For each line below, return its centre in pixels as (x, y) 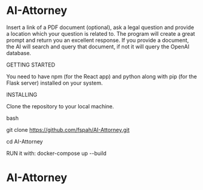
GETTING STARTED (31, 65)
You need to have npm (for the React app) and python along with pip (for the (101, 76)
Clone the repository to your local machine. (60, 106)
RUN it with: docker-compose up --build (57, 153)
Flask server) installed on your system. (55, 83)
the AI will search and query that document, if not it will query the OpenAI (98, 47)
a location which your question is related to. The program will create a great (101, 33)
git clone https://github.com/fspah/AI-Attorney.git (68, 129)
